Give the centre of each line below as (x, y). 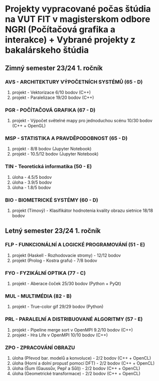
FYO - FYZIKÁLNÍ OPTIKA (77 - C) (45, 273)
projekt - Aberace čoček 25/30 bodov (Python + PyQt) (66, 284)
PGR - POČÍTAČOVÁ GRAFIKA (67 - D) (50, 110)
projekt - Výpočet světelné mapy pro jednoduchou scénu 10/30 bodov (82, 121)
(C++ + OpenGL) (29, 126)
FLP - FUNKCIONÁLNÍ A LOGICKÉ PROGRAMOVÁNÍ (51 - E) (75, 245)
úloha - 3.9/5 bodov (32, 182)
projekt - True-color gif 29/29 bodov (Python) (58, 307)
